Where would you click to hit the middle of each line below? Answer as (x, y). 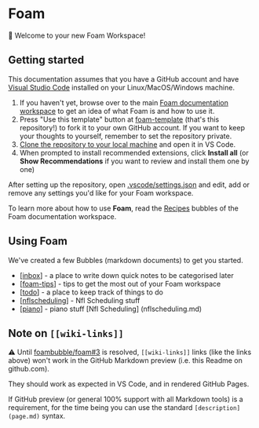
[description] (217, 408)
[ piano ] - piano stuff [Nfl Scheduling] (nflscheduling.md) (111, 309)
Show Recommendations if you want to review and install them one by (134, 161)
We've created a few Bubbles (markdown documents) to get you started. (126, 260)
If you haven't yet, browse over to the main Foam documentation (124, 102)
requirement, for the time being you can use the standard (100, 408)
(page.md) (24, 417)
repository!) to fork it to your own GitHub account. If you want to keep (132, 127)
